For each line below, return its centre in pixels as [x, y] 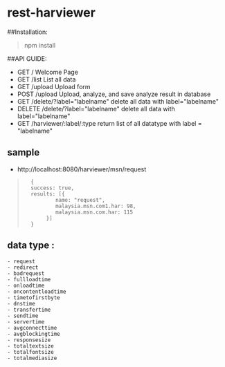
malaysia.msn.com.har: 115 [94, 212]
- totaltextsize [30, 346]
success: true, [53, 188]
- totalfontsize [30, 352]
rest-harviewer [51, 13]
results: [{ [48, 194]
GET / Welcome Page [47, 72]
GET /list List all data [46, 79]
